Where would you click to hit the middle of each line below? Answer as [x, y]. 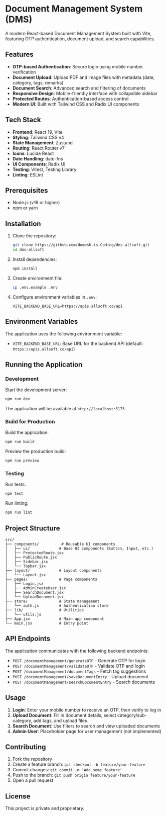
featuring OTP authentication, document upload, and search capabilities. [80, 39]
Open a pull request [33, 780]
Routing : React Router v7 [39, 148]
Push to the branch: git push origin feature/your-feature [74, 775]
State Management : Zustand [42, 143]
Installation [23, 223]
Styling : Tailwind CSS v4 [38, 137]
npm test [14, 494]
